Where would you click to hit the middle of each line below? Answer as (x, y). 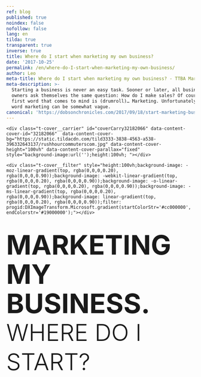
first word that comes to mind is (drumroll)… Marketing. (86, 101)
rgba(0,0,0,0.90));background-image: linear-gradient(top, (81, 197)
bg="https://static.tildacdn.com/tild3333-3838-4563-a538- (81, 139)
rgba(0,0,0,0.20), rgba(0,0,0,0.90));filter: (64, 202)
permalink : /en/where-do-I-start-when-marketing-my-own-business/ (91, 68)
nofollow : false (26, 29)
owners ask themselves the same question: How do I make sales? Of (98, 95)
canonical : (20, 112)
